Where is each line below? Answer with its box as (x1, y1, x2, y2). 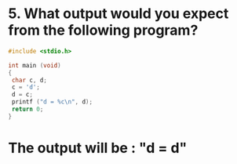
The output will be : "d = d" (8, 139, 188, 157)
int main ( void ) (8, 61, 61, 69)
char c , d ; (11, 76, 47, 84)
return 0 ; (11, 105, 44, 114)
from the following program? (8, 21, 199, 39)
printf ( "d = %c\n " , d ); (11, 98, 93, 106)
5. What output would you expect (8, 5, 229, 23)
